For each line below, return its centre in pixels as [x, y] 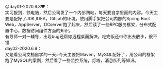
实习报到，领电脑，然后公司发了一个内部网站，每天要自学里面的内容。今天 [79, 12]
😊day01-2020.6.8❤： [27, 6]
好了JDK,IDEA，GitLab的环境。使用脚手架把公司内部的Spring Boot [84, 18]
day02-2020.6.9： [24, 48]
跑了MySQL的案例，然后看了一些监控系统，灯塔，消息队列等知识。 [72, 60]
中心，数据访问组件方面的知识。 [41, 30]
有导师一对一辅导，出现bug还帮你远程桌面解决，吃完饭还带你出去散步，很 [79, 36]
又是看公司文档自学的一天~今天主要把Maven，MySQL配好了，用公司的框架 [80, 54]
